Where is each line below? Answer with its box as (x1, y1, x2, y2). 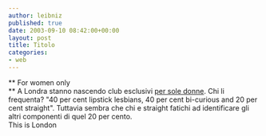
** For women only (8, 77, 70, 87)
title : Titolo (8, 41, 56, 49)
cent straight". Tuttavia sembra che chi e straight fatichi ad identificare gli (8, 103, 250, 112)
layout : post (8, 33, 52, 42)
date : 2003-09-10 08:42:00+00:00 (8, 26, 120, 34)
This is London (8, 120, 58, 130)
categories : (8, 49, 48, 56)
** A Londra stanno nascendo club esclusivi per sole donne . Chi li (8, 86, 225, 95)
